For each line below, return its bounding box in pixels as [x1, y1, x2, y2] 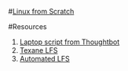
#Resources [8, 22, 47, 31]
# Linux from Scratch [8, 7, 75, 16]
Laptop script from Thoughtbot [19, 37, 120, 47]
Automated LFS [19, 54, 70, 63]
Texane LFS [19, 46, 58, 54]
